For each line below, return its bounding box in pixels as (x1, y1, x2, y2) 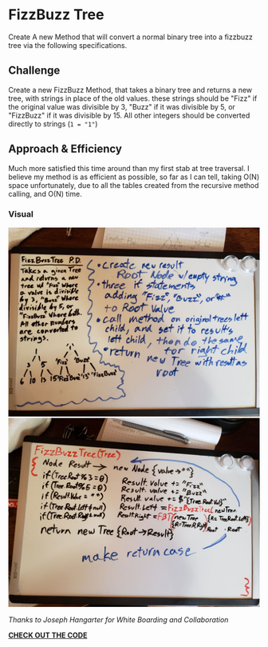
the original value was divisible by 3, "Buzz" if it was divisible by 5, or (8, 102, 235, 111)
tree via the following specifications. (8, 40, 128, 50)
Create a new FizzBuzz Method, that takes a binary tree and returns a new (8, 85, 253, 94)
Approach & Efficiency (8, 142, 122, 156)
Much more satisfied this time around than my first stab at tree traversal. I (8, 163, 250, 173)
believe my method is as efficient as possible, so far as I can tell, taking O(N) (8, 172, 260, 182)
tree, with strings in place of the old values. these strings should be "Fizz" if (8, 94, 258, 103)
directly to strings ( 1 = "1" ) (8, 118, 98, 129)
